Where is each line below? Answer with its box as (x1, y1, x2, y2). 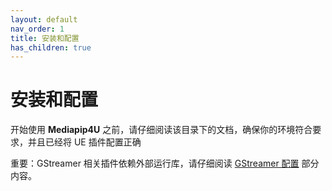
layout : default (10, 14, 78, 25)
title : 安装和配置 (10, 33, 80, 43)
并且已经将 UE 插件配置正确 (27, 136, 142, 148)
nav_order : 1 (10, 24, 65, 34)
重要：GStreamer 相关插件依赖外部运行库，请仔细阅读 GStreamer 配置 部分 (10, 157, 320, 170)
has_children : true (10, 42, 92, 53)
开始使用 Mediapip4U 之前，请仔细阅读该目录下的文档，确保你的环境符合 (10, 124, 313, 136)
